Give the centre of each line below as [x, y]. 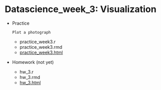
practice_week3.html [41, 52]
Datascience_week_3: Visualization [81, 9]
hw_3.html [30, 82]
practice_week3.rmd [41, 47]
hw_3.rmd [30, 77]
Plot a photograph [31, 32]
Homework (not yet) [33, 62]
